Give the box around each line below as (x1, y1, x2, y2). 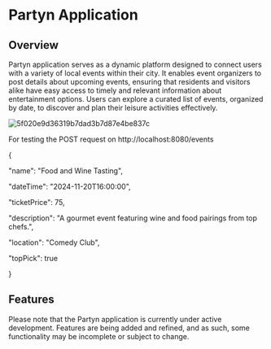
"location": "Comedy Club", (8, 238, 100, 247)
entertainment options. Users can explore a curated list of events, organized (8, 94, 264, 103)
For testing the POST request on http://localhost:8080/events (8, 134, 214, 144)
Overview (8, 38, 59, 52)
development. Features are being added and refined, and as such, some (8, 323, 251, 333)
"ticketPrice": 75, (8, 198, 65, 207)
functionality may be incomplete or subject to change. (8, 331, 190, 341)
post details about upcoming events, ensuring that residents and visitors (8, 77, 251, 86)
